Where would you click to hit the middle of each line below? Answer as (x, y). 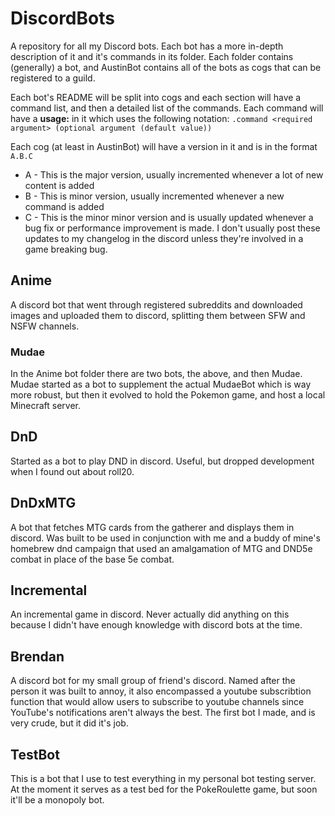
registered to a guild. (53, 78)
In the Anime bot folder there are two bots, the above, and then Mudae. (156, 374)
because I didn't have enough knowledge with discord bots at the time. (156, 625)
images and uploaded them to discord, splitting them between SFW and (158, 315)
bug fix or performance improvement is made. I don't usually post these (172, 228)
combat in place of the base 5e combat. (92, 559)
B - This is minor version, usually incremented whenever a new (154, 196)
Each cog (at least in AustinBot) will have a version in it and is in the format (164, 146)
